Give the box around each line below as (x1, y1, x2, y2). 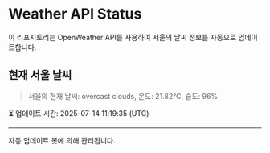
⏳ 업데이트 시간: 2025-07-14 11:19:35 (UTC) (8, 108, 149, 118)
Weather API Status (8, 5, 142, 23)
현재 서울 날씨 (8, 68, 72, 82)
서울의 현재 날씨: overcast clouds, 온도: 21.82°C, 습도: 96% (27, 91, 219, 101)
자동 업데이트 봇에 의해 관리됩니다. (8, 135, 116, 145)
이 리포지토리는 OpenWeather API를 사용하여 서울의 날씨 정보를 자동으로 (8, 32, 237, 42)
